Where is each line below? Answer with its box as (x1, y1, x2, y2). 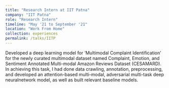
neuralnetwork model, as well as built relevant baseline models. (5, 77, 138, 83)
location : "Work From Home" (5, 26, 65, 32)
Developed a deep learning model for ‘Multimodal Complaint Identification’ (5, 49, 161, 56)
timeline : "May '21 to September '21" (5, 21, 88, 27)
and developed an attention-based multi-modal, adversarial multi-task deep (5, 71, 164, 77)
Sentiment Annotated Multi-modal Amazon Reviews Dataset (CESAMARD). (5, 61, 162, 67)
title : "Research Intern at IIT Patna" (5, 7, 90, 13)
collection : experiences (5, 31, 58, 36)
